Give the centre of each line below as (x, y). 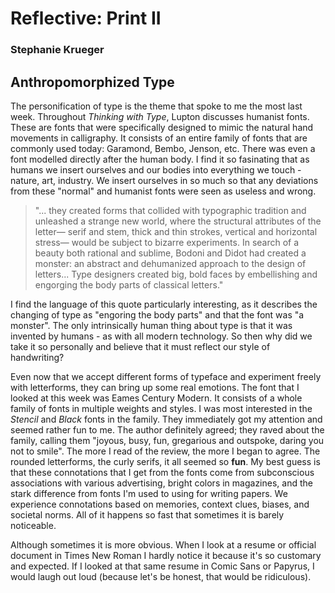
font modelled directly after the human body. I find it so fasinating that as (160, 159)
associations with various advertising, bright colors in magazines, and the (161, 483)
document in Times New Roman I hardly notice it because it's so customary (166, 555)
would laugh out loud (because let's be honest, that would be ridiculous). (161, 576)
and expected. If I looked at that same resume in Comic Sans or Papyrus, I (162, 566)
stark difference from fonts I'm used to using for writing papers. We (149, 493)
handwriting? (37, 357)
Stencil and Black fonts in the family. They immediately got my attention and (166, 419)
